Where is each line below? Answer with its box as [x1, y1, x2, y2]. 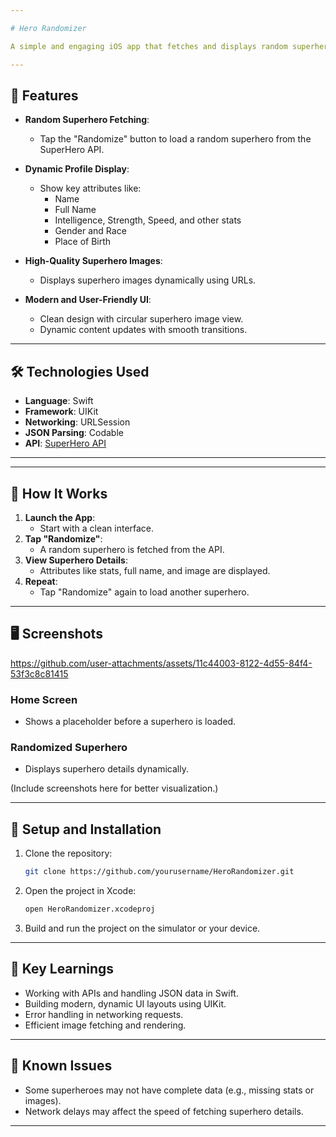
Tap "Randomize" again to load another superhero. [39, 586, 250, 598]
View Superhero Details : [24, 554, 128, 566]
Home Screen [10, 692, 78, 706]
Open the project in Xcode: [24, 885, 137, 897]
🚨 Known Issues [10, 1057, 113, 1075]
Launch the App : [24, 511, 96, 523]
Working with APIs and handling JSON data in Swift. [24, 987, 239, 999]
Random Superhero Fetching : [24, 114, 150, 126]
